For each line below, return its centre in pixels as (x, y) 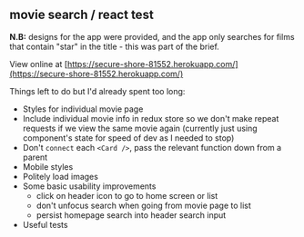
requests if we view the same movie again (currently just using (140, 128)
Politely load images (60, 176)
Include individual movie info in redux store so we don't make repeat (151, 118)
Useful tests (45, 224)
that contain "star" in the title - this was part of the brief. (115, 46)
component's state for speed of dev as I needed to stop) (128, 138)
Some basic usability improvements (89, 186)
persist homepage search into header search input (131, 215)
